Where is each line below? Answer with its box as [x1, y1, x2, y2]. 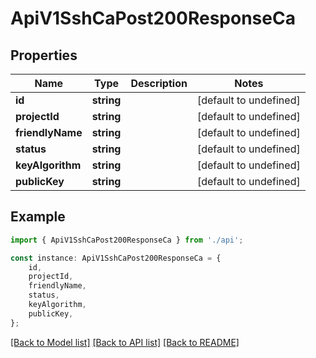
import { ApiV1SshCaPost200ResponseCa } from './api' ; [10, 235, 244, 245]
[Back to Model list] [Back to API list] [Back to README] [10, 336, 240, 348]
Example [10, 208, 66, 226]
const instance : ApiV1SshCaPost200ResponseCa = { [10, 253, 222, 263]
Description [130, 77, 188, 90]
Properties [10, 47, 78, 64]
